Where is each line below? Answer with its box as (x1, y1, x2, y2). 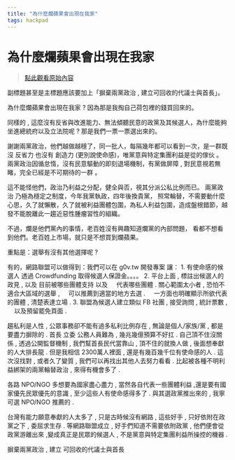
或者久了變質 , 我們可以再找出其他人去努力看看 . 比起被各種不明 (36, 357, 219, 365)
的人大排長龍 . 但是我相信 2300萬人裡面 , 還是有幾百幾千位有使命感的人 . (7, 348, 216, 356)
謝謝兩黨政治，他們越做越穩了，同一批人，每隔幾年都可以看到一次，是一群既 (7, 142, 228, 151)
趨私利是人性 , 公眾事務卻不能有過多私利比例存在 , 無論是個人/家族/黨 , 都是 (7, 322, 224, 330)
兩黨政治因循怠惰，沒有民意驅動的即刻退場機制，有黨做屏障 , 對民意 (7, 159, 203, 168)
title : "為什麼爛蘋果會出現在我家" (7, 10, 99, 18)
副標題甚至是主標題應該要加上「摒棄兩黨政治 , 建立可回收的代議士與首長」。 (7, 88, 224, 97)
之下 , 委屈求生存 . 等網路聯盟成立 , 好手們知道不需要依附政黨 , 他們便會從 (13, 421, 225, 430)
